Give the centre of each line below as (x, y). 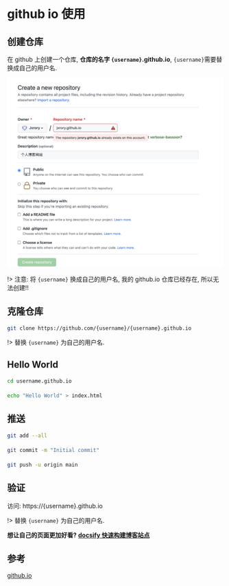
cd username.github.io (39, 381)
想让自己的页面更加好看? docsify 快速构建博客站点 (79, 535)
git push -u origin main (43, 464)
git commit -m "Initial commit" (53, 451)
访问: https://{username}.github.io (55, 506)
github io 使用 (46, 14)
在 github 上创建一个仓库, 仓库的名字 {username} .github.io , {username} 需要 (112, 59)
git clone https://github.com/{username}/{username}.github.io (99, 328)
